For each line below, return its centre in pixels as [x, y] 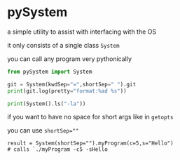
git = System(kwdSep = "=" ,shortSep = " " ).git [72, 84]
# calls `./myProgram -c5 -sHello [58, 149]
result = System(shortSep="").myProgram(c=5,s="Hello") [90, 144]
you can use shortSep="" [43, 131]
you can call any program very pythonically [69, 59]
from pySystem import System [50, 72]
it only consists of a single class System [63, 45]
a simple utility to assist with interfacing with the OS [82, 32]
